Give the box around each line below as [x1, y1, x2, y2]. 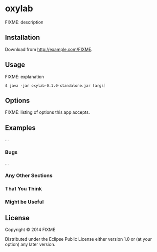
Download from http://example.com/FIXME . [5, 46, 93, 52]
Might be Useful [5, 199, 44, 205]
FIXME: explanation [5, 74, 44, 79]
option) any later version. [5, 241, 55, 248]
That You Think [5, 185, 42, 192]
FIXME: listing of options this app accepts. [5, 109, 90, 115]
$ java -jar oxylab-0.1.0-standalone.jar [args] [5, 83, 106, 88]
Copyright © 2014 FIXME [5, 227, 56, 233]
